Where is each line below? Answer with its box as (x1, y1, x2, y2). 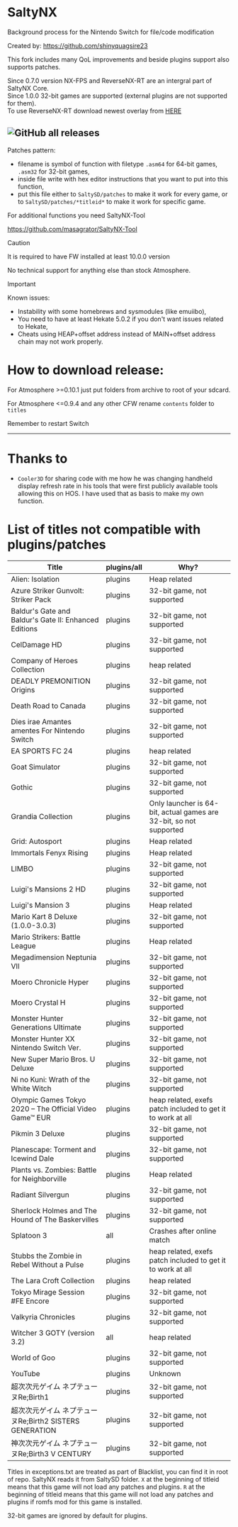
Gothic (11, 782, 33, 792)
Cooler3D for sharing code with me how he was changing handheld (17, 474, 212, 483)
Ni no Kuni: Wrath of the (11, 1074, 91, 1084)
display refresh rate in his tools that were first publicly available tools (17, 481, 218, 490)
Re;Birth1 (18, 1392, 50, 1402)
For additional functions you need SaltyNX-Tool (7, 210, 145, 220)
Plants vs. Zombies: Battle (11, 1165, 97, 1175)
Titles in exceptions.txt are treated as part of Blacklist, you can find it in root (7, 1467, 229, 1476)
